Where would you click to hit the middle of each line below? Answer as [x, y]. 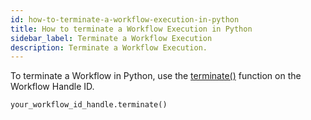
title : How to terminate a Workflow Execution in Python [131, 29]
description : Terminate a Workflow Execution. [109, 47]
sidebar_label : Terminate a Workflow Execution [111, 38]
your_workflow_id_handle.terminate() [89, 105]
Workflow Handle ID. [52, 87]
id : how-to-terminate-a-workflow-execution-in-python [125, 19]
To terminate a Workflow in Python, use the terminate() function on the [156, 76]
